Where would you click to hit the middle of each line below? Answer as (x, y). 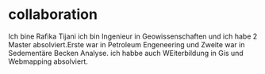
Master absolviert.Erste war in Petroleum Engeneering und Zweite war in (127, 44)
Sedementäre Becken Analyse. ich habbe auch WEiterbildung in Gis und (126, 53)
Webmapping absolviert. (48, 61)
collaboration (53, 15)
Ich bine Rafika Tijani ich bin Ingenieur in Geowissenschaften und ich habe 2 (133, 36)
